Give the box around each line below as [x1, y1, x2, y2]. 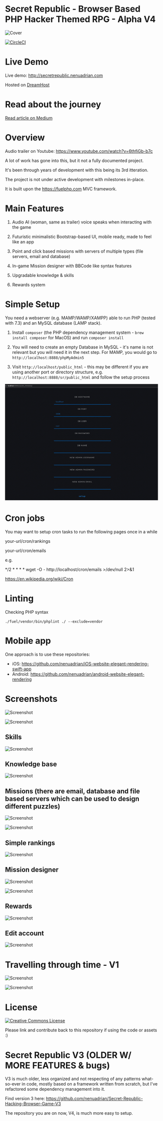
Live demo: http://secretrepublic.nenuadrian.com [5, 72, 103, 78]
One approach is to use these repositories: [5, 651, 90, 657]
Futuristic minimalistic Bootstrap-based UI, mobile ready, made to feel [12, 234, 152, 239]
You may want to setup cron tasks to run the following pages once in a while [5, 529, 158, 534]
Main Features [5, 203, 64, 214]
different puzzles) [5, 802, 61, 810]
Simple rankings [5, 839, 55, 847]
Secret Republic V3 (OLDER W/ [5, 1049, 132, 1061]
